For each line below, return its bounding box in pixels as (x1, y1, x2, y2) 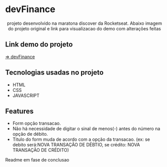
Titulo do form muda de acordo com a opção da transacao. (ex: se (12, 136, 150, 142)
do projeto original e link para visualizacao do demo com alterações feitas (8, 25, 161, 31)
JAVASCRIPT (12, 92, 40, 98)
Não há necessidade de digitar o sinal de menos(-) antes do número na (12, 126, 160, 132)
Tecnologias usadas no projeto (5, 68, 104, 77)
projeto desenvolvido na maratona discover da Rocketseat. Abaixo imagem (7, 20, 162, 26)
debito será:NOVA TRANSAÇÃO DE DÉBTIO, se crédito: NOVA (12, 142, 140, 148)
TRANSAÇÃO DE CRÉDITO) (12, 147, 69, 153)
